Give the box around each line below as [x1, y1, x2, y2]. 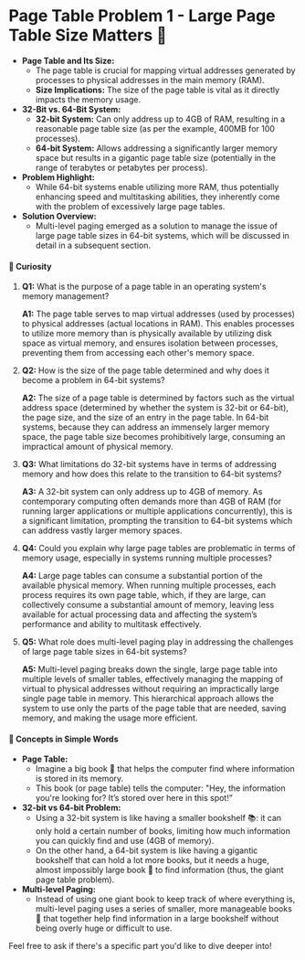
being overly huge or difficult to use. [35, 923, 173, 933]
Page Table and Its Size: [21, 55, 115, 66]
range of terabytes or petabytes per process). [35, 162, 208, 173]
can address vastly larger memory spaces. [21, 525, 183, 536]
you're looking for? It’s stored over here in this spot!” [35, 793, 234, 804]
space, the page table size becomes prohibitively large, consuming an [21, 432, 286, 443]
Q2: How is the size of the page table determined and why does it [21, 365, 270, 376]
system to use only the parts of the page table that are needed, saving [21, 703, 287, 714]
